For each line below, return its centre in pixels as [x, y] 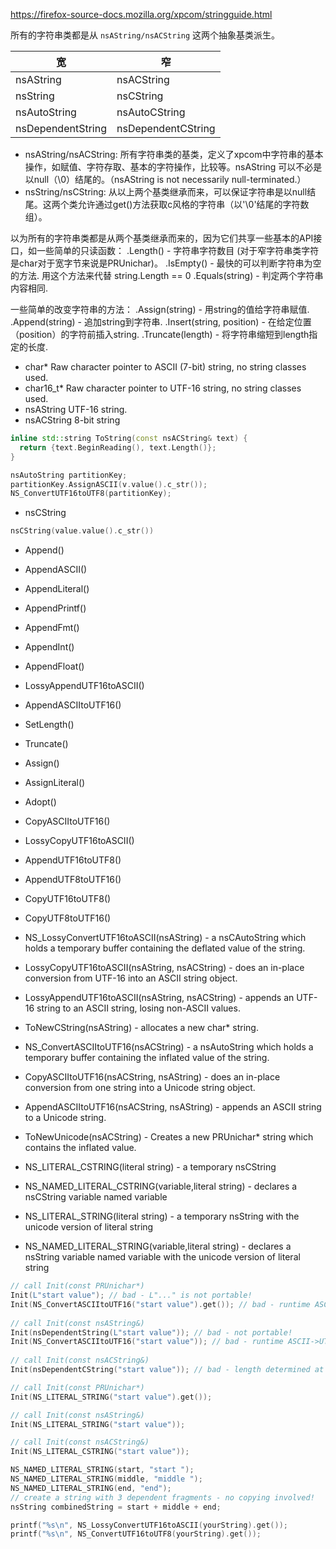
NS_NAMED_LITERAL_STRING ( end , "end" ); [91, 1488]
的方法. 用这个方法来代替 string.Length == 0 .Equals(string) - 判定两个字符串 [167, 275]
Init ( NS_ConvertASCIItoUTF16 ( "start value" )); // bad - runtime [147, 1342]
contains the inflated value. [80, 1148]
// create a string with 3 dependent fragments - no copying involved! [162, 1497]
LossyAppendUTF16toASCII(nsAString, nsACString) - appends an [159, 998]
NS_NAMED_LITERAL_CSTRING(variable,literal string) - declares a [161, 1186]
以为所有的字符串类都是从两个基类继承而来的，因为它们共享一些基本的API [162, 238]
